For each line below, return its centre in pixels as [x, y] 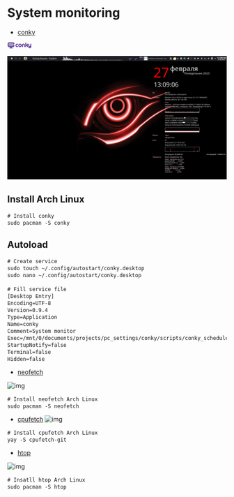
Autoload [28, 245]
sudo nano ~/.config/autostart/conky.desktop [74, 276]
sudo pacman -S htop [37, 487]
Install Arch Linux [46, 199]
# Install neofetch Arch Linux [53, 399]
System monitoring [64, 13]
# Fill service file [37, 290]
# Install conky [31, 216]
